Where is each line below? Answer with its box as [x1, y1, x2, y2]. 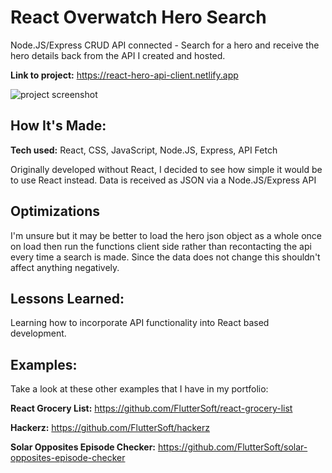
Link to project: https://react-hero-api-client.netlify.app [10, 69, 239, 81]
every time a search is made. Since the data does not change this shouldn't [10, 251, 321, 263]
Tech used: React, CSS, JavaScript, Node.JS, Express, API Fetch [10, 144, 278, 156]
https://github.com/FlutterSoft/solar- [157, 441, 308, 453]
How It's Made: [10, 117, 107, 135]
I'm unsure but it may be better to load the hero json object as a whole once [10, 229, 323, 241]
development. [10, 327, 67, 340]
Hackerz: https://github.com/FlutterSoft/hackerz [10, 422, 211, 434]
